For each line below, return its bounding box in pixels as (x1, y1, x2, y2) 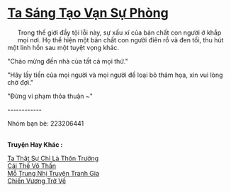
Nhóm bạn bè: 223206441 (7, 119, 84, 128)
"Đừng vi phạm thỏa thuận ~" (7, 92, 94, 100)
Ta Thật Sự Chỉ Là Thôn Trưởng (7, 154, 99, 162)
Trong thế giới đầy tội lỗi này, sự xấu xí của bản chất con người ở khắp (17, 28, 222, 37)
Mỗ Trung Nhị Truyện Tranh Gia (7, 169, 100, 177)
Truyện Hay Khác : (7, 140, 63, 149)
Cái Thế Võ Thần (7, 161, 57, 170)
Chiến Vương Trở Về (7, 176, 66, 185)
